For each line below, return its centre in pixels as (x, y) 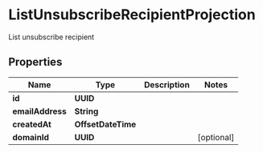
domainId (31, 137)
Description (167, 84)
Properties (35, 62)
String (86, 111)
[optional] (216, 137)
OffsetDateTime (105, 124)
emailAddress (39, 111)
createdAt (32, 124)
